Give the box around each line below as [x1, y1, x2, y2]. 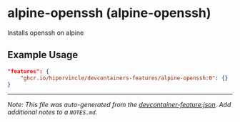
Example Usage [7, 49, 79, 61]
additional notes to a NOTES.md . [7, 108, 98, 116]
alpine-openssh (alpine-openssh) [7, 5, 211, 21]
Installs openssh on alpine [7, 28, 84, 37]
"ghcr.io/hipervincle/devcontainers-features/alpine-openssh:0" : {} [20, 74, 229, 82]
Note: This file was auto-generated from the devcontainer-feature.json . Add [7, 101, 231, 109]
